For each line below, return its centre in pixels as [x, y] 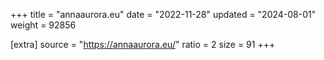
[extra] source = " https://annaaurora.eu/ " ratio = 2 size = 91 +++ [143, 44]
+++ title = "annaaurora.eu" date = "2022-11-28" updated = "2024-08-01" [163, 14]
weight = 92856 [43, 25]
